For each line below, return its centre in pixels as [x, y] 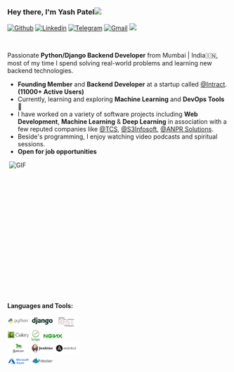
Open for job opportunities [57, 152]
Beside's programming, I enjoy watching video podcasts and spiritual [117, 136]
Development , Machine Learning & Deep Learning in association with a [122, 122]
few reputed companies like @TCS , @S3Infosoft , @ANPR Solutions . [116, 129]
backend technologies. [40, 71]
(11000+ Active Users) [51, 92]
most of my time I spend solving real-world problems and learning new [110, 63]
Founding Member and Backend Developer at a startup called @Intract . [122, 84]
